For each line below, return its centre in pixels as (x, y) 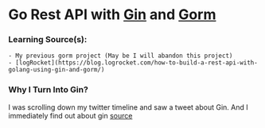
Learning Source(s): (48, 40)
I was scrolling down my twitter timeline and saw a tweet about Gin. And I (128, 107)
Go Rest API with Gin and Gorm (112, 15)
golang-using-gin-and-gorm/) (57, 70)
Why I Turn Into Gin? (49, 90)
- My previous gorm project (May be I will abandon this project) (121, 56)
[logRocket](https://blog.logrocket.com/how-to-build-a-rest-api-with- (137, 63)
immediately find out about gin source (70, 115)
